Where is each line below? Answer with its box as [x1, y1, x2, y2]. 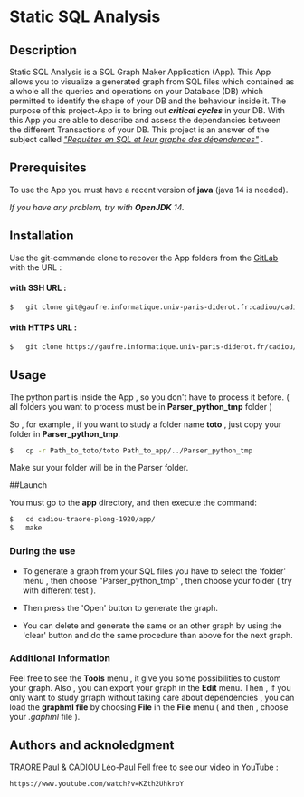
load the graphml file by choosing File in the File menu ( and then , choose [9, 701, 289, 713]
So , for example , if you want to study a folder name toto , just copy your [9, 419, 282, 430]
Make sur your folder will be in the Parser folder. [9, 462, 189, 473]
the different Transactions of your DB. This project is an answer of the [9, 124, 270, 135]
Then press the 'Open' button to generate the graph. [22, 602, 219, 613]
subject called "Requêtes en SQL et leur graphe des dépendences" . [9, 134, 264, 144]
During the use [9, 545, 76, 558]
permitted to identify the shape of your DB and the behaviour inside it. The [9, 95, 287, 106]
